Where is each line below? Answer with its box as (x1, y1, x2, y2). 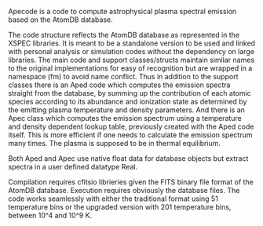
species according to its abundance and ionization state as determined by (8, 97, 247, 106)
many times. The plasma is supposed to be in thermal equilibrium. (8, 139, 221, 148)
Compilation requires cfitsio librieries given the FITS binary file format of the (8, 177, 254, 187)
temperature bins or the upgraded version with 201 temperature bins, (8, 202, 232, 211)
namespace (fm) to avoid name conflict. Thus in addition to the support (8, 72, 239, 81)
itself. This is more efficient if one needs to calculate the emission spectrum (8, 130, 253, 140)
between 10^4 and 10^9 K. (8, 211, 93, 220)
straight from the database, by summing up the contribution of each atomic (8, 89, 251, 97)
